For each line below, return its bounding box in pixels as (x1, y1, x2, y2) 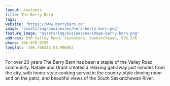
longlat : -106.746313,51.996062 (5, 45, 74, 50)
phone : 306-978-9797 (5, 40, 49, 46)
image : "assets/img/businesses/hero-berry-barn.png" (5, 26, 119, 31)
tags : (5, 17, 17, 22)
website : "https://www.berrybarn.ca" (5, 21, 85, 27)
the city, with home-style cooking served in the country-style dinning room (5, 69, 162, 76)
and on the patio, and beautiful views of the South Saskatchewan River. (5, 75, 154, 81)
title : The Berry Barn (5, 12, 53, 17)
